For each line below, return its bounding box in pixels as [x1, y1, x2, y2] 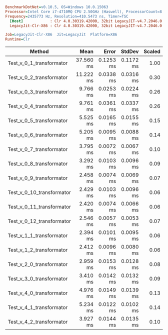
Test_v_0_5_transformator [7, 117, 68, 124]
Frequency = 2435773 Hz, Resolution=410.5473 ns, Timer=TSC [5, 13, 128, 19]
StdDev [120, 48, 139, 55]
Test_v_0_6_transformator [7, 131, 68, 138]
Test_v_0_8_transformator [7, 160, 68, 167]
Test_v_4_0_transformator [7, 289, 68, 296]
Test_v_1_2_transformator [7, 246, 68, 253]
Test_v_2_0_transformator [7, 261, 68, 268]
